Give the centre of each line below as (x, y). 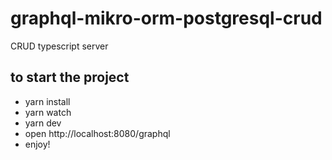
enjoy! (37, 144)
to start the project (70, 77)
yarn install (47, 101)
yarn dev (43, 123)
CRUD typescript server (59, 46)
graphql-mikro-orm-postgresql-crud (166, 18)
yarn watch (48, 112)
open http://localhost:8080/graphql (97, 133)
